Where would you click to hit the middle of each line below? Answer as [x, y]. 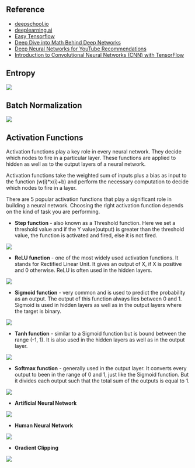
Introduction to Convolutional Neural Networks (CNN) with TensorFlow [99, 54]
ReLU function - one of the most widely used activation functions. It [96, 258]
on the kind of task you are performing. [53, 212]
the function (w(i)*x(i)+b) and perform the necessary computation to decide [97, 182]
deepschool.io [32, 23]
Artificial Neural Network [46, 403]
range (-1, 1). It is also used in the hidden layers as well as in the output [100, 340]
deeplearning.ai [33, 30]
